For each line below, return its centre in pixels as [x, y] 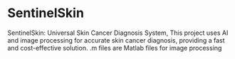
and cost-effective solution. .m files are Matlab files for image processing [115, 48]
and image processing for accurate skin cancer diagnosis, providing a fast [116, 40]
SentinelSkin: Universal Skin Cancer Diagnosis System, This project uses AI [118, 33]
